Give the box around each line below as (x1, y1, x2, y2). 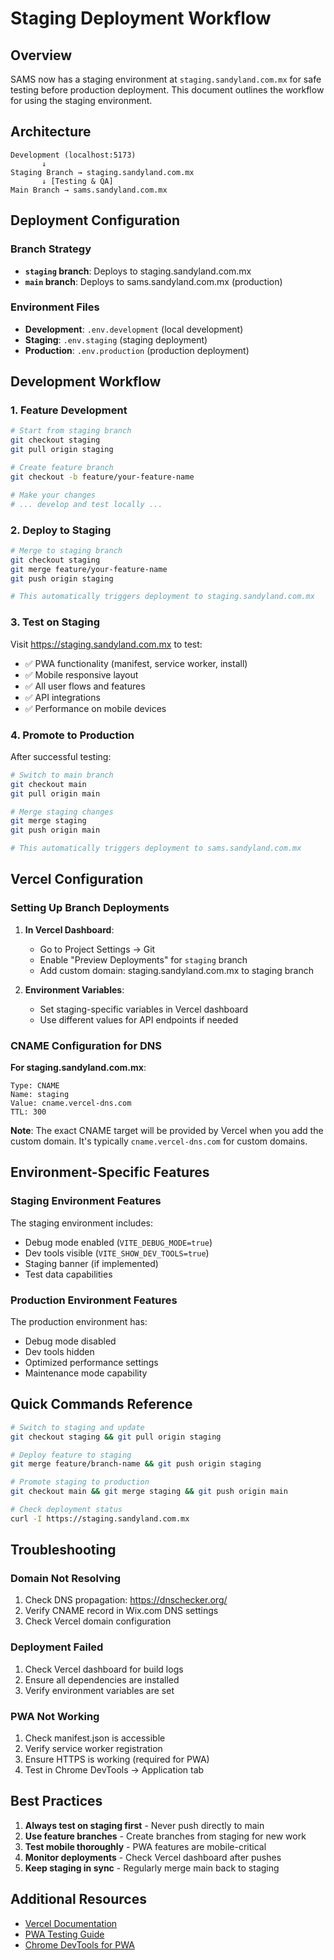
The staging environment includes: (10, 1217, 153, 1229)
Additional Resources (10, 1891, 147, 1908)
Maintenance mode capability (24, 1367, 148, 1379)
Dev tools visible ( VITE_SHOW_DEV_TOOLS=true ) (24, 1247, 210, 1259)
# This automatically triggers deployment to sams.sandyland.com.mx (10, 843, 302, 854)
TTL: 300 (10, 1107, 47, 1117)
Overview (10, 47, 73, 64)
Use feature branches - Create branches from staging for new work (24, 1830, 307, 1842)
